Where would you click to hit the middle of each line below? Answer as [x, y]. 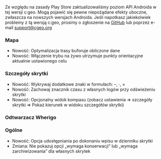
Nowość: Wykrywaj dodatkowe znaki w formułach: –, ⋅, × [69, 84]
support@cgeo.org [33, 28]
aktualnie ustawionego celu [39, 61]
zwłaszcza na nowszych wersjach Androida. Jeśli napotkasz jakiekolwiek [78, 17]
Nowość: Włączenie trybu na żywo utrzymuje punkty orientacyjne [78, 56]
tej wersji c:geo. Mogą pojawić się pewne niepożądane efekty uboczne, [76, 12]
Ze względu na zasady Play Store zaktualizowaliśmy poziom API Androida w [81, 7]
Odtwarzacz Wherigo [31, 117]
